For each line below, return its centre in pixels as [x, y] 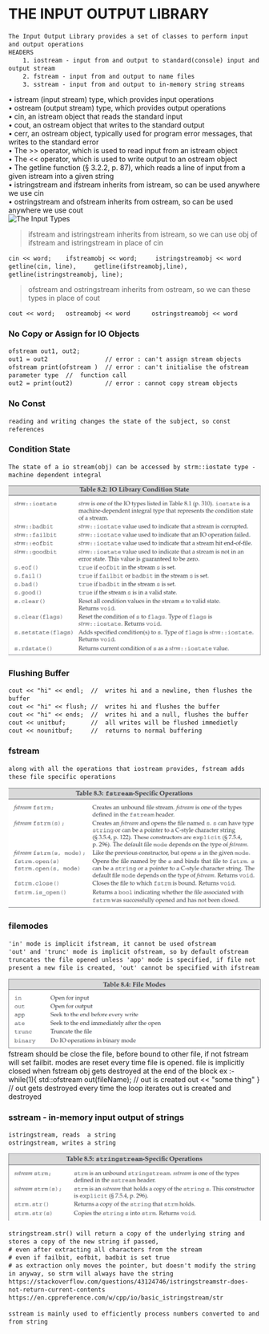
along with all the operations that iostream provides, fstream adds [127, 768]
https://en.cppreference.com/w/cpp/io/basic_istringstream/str [116, 1298]
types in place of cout [64, 298]
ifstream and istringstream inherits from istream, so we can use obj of [143, 234]
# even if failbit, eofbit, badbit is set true [89, 1257]
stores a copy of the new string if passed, [84, 1241]
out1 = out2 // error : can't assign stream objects [125, 359]
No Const [27, 403]
